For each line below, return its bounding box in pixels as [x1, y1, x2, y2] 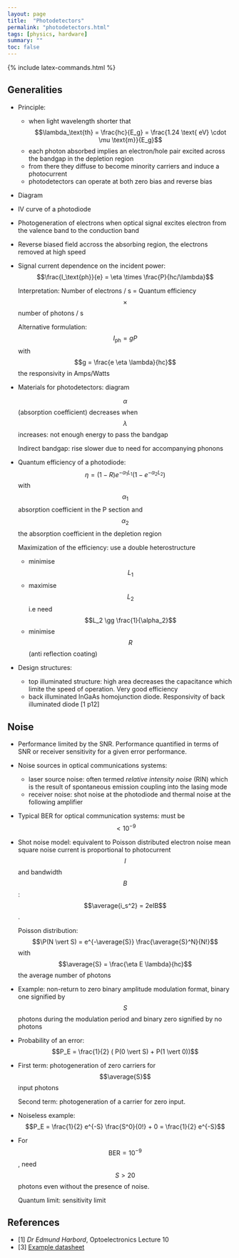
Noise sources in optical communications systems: [17, 762, 168, 770]
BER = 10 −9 [108, 1147, 143, 1157]
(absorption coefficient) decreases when [17, 408, 138, 416]
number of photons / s [17, 309, 84, 317]
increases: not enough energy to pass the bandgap [17, 430, 169, 439]
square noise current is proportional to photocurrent [17, 845, 171, 854]
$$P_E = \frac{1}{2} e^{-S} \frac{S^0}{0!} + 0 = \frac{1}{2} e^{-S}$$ [24, 1122, 225, 1131]
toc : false [7, 44, 40, 51]
